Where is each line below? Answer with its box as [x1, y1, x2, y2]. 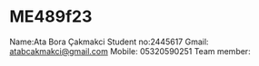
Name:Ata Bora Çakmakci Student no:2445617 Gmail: [9, 36, 209, 47]
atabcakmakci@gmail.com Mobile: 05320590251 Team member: [9, 45, 252, 56]
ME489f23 [9, 6, 93, 27]
